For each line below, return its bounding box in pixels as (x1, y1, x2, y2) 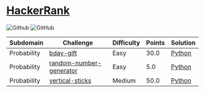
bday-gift (49, 48, 77, 57)
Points (146, 38, 165, 46)
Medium (112, 76, 136, 84)
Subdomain (9, 38, 44, 46)
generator (49, 66, 78, 75)
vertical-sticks (49, 76, 92, 84)
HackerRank (6, 4, 70, 18)
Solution (170, 38, 196, 46)
